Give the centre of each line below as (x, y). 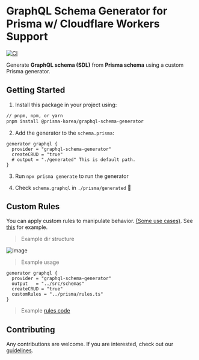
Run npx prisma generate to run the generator (72, 176)
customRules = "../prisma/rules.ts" (57, 294)
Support (27, 37)
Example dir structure (47, 239)
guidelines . (20, 350)
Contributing (31, 330)
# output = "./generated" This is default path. (74, 160)
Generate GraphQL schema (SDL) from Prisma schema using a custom (95, 65)
